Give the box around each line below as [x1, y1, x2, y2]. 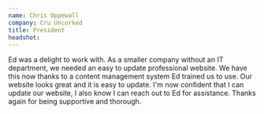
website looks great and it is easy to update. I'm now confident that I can [8, 80, 244, 90]
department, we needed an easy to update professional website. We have [8, 64, 247, 73]
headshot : [8, 33, 41, 42]
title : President [8, 26, 65, 34]
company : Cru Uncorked [8, 19, 83, 27]
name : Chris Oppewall [8, 11, 80, 20]
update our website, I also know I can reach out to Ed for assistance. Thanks [8, 88, 256, 98]
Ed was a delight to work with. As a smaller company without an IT [8, 55, 224, 64]
